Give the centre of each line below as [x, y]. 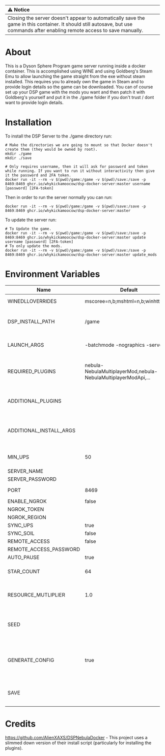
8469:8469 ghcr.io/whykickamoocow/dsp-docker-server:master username [78, 184]
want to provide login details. [34, 102]
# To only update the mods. [34, 246]
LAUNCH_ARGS [26, 345]
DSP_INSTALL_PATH [31, 321]
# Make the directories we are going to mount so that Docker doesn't [79, 145]
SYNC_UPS [20, 525]
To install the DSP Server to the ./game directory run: [58, 136]
